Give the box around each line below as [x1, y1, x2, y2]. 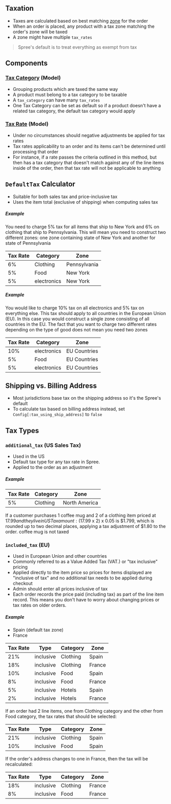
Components [5, 59, 48, 68]
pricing [12, 564, 28, 570]
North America [63, 499, 98, 506]
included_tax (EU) [5, 541, 50, 548]
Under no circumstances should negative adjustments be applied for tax [12, 132, 165, 138]
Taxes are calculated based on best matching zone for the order [12, 17, 148, 24]
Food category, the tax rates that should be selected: [5, 713, 117, 720]
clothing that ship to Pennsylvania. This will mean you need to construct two [5, 229, 166, 235]
